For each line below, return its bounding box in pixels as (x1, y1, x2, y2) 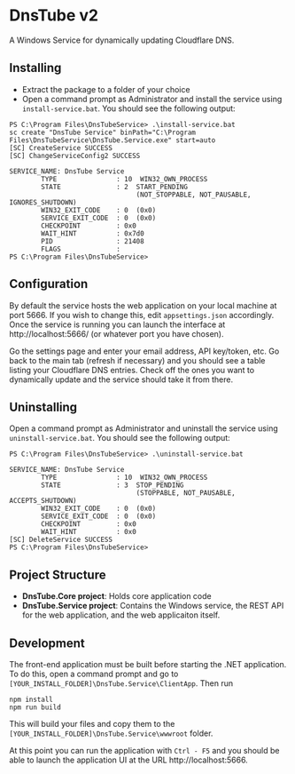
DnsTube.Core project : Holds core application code (21, 591, 212, 602)
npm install (9, 695, 53, 704)
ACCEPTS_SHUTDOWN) (9, 497, 77, 506)
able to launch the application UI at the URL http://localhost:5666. (9, 754, 248, 765)
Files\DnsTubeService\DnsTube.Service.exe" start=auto (9, 135, 216, 145)
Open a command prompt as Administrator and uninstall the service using (9, 423, 278, 434)
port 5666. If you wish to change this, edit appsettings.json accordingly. (9, 309, 275, 320)
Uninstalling (9, 399, 78, 414)
